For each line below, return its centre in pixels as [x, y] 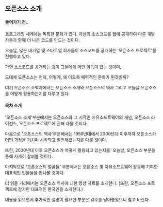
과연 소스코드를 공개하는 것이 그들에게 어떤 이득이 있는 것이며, [63, 67]
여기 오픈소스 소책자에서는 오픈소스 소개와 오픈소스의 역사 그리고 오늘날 [72, 87]
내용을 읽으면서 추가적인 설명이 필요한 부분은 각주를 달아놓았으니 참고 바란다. [78, 199]
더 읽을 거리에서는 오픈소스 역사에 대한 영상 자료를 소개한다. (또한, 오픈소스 [76, 183]
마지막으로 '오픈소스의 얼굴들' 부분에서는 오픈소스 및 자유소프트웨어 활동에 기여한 [81, 167]
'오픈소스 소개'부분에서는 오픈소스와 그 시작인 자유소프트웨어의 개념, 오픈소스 [78, 117]
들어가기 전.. [17, 22]
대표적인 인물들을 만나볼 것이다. [35, 172]
